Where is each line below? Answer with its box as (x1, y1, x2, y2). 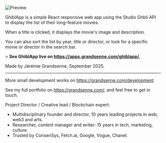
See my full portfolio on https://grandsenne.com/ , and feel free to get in (5, 87, 151, 93)
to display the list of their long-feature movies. (5, 20, 99, 25)
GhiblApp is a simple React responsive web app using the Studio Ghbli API (5, 14, 157, 20)
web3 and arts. (12, 117, 43, 122)
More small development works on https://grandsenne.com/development (5, 77, 154, 83)
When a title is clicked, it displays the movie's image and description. (5, 29, 146, 35)
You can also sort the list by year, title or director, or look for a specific (5, 39, 148, 45)
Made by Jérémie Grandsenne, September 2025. (5, 63, 105, 69)
